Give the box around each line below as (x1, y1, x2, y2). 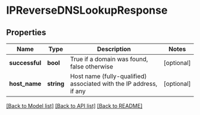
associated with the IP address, (70, 80, 158, 88)
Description (97, 45, 131, 53)
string (47, 80, 64, 88)
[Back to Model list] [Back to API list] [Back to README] (6, 102, 143, 109)
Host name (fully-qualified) (70, 72, 147, 80)
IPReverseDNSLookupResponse (6, 4, 168, 17)
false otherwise (70, 63, 114, 70)
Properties (6, 27, 46, 38)
